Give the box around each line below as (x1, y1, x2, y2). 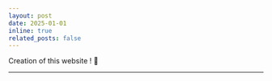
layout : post (8, 11, 53, 20)
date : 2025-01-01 (8, 19, 67, 27)
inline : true (8, 26, 53, 34)
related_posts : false (8, 34, 82, 43)
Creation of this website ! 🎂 (8, 56, 99, 66)
